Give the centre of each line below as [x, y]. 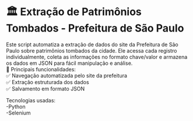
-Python [16, 106]
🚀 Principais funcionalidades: [41, 69]
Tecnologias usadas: [31, 100]
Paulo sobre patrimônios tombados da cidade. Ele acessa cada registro [92, 50]
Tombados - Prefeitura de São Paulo [95, 28]
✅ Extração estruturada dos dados [48, 82]
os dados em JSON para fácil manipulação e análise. [69, 63]
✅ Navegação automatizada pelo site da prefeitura [66, 75]
